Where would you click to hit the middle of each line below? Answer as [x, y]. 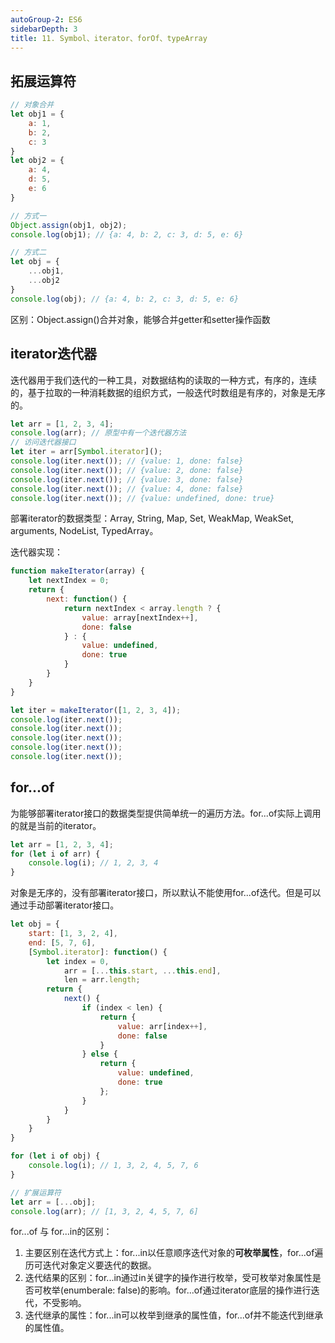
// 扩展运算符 [36, 1192]
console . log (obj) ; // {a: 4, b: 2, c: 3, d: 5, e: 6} [125, 299]
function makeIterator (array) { [77, 571]
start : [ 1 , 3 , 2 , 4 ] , [73, 934]
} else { [99, 1054]
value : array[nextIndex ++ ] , [140, 617]
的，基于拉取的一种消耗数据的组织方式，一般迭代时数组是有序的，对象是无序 [168, 392]
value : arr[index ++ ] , [162, 1026]
